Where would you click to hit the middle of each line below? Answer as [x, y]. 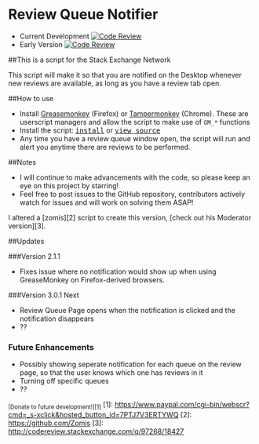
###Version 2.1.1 [34, 256]
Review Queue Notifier [83, 15]
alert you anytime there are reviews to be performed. [105, 147]
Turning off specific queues [64, 381]
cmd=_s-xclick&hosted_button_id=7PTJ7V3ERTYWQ [93, 415]
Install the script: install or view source [90, 130]
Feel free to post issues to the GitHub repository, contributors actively [132, 194]
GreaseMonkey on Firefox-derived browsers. [92, 279]
